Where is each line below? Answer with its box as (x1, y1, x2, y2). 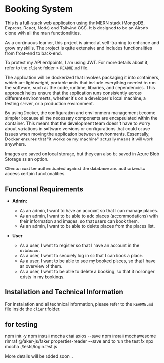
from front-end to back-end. (5, 50, 62, 56)
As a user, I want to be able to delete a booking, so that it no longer (19, 268, 155, 274)
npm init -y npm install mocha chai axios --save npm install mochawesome (5, 333, 156, 339)
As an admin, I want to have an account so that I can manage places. (19, 207, 158, 213)
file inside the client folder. (5, 306, 61, 312)
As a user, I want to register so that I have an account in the (19, 242, 140, 248)
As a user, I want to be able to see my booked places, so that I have (19, 258, 156, 264)
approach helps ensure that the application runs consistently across (5, 90, 142, 96)
